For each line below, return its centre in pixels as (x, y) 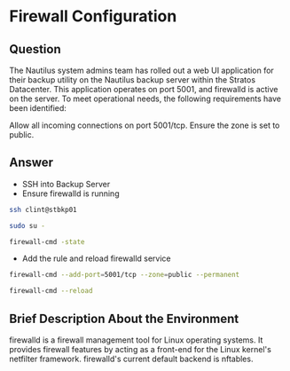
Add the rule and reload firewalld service (96, 258)
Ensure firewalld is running (71, 193)
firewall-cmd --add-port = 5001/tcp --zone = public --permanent (125, 275)
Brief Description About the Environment (124, 318)
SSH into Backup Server (66, 184)
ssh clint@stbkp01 (43, 209)
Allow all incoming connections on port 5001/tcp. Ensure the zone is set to (145, 125)
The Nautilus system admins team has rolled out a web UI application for (142, 70)
